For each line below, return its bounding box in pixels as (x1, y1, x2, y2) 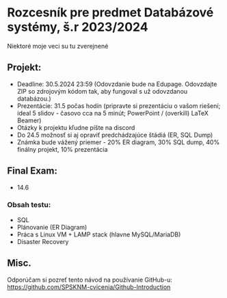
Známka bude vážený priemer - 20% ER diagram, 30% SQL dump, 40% (16, 138, 220, 146)
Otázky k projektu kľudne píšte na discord (16, 123, 135, 131)
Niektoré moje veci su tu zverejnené (7, 42, 109, 50)
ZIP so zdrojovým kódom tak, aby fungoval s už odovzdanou (16, 87, 188, 95)
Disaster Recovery (16, 237, 69, 245)
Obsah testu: (7, 200, 51, 210)
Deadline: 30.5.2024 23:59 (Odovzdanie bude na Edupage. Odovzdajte (16, 80, 217, 88)
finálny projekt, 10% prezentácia (16, 145, 108, 153)
